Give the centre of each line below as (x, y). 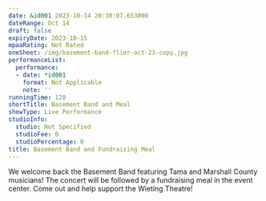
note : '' (37, 90)
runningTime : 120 (37, 97)
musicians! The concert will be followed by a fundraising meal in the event (131, 180)
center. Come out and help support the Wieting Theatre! (101, 189)
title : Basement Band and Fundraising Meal (82, 149)
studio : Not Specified (53, 127)
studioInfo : (28, 120)
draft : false (30, 30)
